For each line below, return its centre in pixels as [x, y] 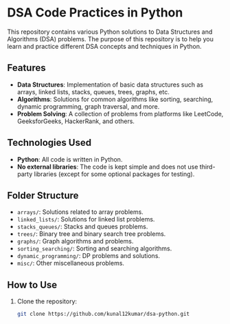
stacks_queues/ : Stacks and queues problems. [82, 227]
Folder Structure [43, 195]
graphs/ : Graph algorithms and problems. [75, 241]
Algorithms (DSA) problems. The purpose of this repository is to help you [111, 39]
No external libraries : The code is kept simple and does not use [107, 166]
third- [207, 166]
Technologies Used [49, 143]
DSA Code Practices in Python [95, 13]
